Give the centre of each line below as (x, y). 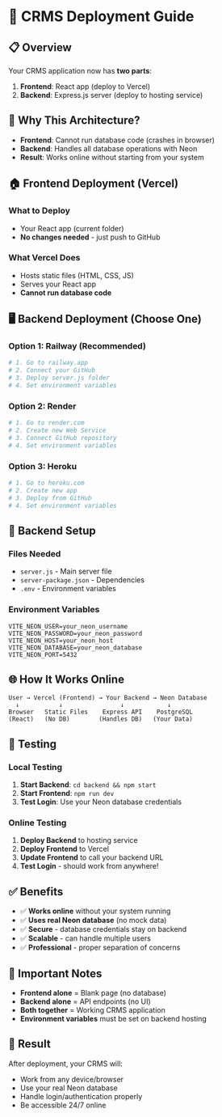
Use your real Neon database (69, 1088)
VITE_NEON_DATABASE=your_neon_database (75, 647)
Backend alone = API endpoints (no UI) (85, 1001)
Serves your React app (58, 284)
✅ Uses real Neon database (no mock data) (93, 920)
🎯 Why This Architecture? (74, 121)
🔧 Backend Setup (52, 530)
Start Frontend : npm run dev (67, 793)
